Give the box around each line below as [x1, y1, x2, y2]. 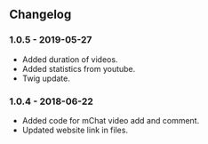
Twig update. [21, 73, 71, 84]
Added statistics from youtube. [21, 63, 136, 74]
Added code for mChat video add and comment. [21, 115, 200, 125]
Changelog [9, 7, 72, 22]
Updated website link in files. [21, 124, 129, 135]
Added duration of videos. [21, 53, 118, 65]
